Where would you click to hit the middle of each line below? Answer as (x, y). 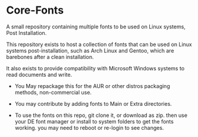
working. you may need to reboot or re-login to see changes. (89, 128)
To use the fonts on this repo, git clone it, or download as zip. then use (101, 115)
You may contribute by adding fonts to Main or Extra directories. (93, 103)
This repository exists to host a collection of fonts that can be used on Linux (99, 44)
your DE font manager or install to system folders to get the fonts (94, 121)
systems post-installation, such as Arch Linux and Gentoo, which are (90, 50)
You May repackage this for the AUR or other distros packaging (92, 86)
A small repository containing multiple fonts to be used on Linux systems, (96, 27)
